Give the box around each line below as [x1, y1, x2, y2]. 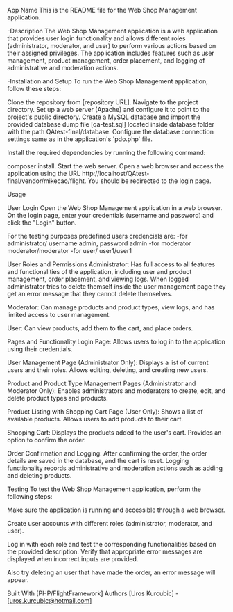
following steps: [7, 492, 53, 500]
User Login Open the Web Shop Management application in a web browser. [7, 204, 223, 211]
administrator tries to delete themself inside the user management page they [7, 282, 226, 291]
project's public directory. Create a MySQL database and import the [7, 113, 201, 121]
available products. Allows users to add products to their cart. [7, 415, 184, 423]
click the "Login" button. [7, 218, 77, 227]
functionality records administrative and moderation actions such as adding [7, 464, 223, 472]
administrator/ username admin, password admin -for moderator [7, 239, 191, 248]
